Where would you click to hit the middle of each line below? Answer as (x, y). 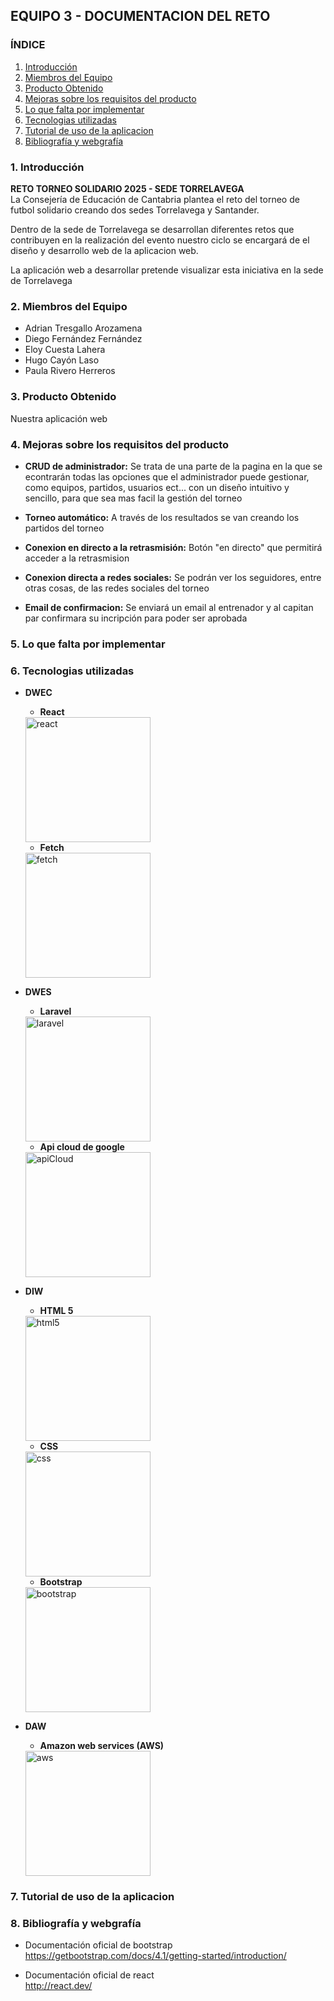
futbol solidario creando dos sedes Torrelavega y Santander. (135, 210)
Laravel (55, 1011)
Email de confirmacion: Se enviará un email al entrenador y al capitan (169, 607)
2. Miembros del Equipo (69, 306)
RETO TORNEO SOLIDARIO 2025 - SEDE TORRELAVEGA (127, 188)
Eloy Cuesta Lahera (65, 350)
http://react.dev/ (58, 1986)
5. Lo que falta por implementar (88, 644)
